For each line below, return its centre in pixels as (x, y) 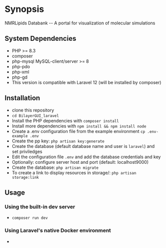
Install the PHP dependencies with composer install (65, 121)
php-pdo (21, 66)
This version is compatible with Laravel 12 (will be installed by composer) (86, 82)
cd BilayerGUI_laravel (35, 116)
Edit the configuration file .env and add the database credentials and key (86, 157)
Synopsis (24, 9)
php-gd (20, 77)
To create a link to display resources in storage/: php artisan (74, 172)
